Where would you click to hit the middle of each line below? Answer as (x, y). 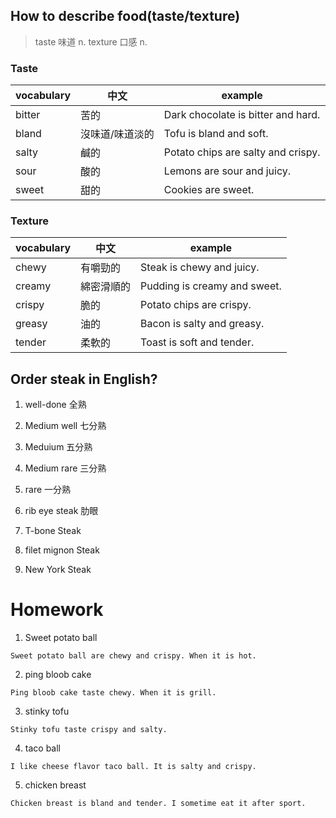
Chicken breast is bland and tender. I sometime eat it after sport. (158, 804)
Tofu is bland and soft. (216, 134)
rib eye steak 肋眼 (61, 511)
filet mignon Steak (62, 550)
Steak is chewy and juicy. (200, 267)
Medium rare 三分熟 (65, 468)
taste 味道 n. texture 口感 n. (91, 41)
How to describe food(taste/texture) (125, 16)
